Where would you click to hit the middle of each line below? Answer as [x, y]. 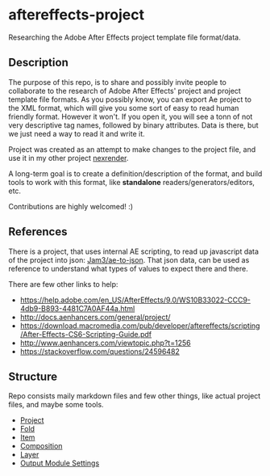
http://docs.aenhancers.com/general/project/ [95, 317]
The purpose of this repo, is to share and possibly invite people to [118, 82]
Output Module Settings [60, 463]
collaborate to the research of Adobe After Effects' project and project [125, 91]
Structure [33, 376]
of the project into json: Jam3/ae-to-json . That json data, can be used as [129, 259]
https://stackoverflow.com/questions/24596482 [100, 351]
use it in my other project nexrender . [69, 158]
